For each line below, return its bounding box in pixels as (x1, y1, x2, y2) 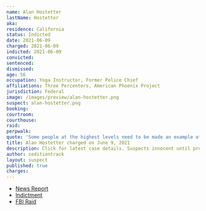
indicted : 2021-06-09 (6, 49, 62, 55)
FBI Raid (15, 198, 37, 205)
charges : (6, 168, 29, 174)
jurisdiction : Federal (6, 89, 64, 95)
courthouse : (6, 117, 37, 123)
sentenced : (6, 60, 34, 66)
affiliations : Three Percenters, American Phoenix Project (6, 83, 161, 89)
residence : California (6, 26, 64, 32)
